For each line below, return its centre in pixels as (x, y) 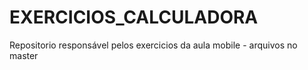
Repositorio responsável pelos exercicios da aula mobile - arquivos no (153, 45)
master (24, 55)
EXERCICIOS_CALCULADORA (134, 17)
